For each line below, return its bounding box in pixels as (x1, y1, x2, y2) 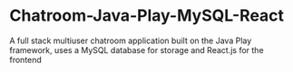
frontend (9, 54, 43, 65)
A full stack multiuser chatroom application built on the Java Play (9, 35, 252, 46)
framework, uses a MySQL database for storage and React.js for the (9, 44, 265, 55)
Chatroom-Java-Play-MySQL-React (9, 5, 284, 26)
